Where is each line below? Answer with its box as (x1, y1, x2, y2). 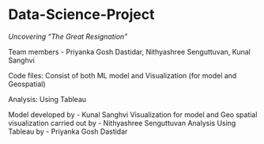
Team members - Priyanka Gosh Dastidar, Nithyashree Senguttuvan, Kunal (8, 47, 251, 56)
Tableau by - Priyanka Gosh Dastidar (8, 127, 128, 136)
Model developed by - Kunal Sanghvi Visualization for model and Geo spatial (8, 109, 258, 119)
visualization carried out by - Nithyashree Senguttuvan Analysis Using (8, 118, 236, 127)
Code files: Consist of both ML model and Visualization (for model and (8, 70, 237, 80)
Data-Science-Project (8, 6, 156, 24)
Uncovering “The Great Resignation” (8, 32, 128, 41)
